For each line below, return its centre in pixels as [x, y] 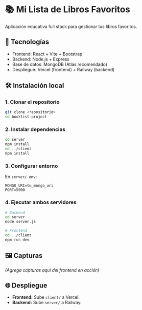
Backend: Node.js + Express [41, 59]
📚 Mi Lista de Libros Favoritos [68, 10]
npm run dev [17, 240]
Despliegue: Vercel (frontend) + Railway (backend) [63, 69]
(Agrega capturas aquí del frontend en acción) [52, 270]
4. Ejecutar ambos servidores [41, 202]
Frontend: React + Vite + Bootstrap [47, 54]
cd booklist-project [26, 117]
